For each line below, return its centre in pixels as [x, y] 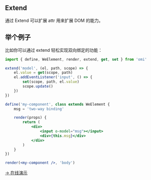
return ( [31, 122]
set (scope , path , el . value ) [51, 82]
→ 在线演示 [16, 173]
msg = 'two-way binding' [39, 109]
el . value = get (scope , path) [43, 73]
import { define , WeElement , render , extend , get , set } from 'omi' [76, 59]
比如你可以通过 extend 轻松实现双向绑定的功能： [54, 50]
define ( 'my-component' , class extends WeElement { [57, 104]
